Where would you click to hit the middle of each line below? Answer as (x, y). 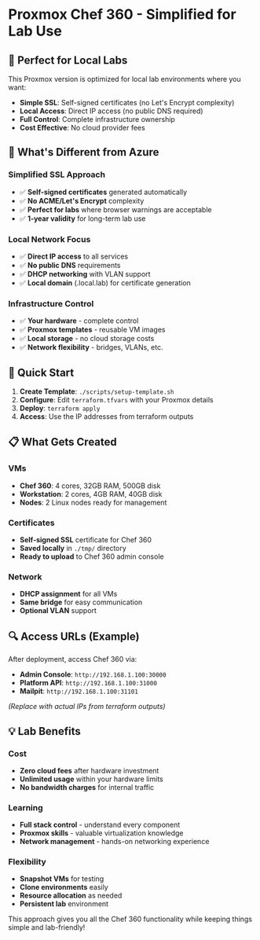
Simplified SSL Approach (57, 174)
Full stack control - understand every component (100, 825)
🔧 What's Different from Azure (84, 152)
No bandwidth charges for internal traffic (87, 787)
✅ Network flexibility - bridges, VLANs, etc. (91, 347)
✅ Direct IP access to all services (73, 256)
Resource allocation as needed (71, 896)
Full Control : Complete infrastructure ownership (97, 119)
